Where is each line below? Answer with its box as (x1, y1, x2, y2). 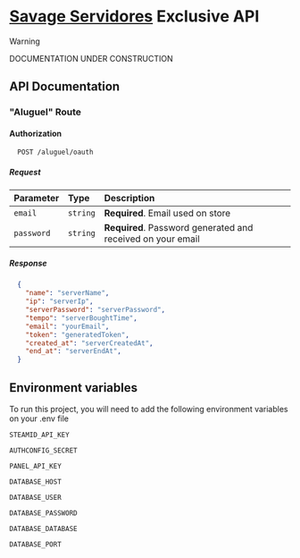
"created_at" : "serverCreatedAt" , (25, 338, 154, 348)
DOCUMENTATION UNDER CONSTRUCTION (9, 53, 173, 63)
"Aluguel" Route (9, 106, 82, 118)
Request (9, 167, 42, 178)
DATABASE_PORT (9, 539, 62, 549)
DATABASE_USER (9, 493, 62, 502)
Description (104, 192, 155, 205)
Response (9, 258, 47, 269)
